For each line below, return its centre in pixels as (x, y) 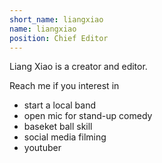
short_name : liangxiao (56, 19)
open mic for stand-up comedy (88, 116)
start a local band (60, 105)
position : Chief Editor (59, 38)
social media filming (65, 137)
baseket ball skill (58, 127)
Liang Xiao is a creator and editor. (78, 67)
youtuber (42, 148)
